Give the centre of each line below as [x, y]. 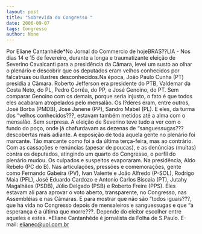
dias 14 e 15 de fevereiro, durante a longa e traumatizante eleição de [91, 58]
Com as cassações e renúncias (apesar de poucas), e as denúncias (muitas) [101, 148]
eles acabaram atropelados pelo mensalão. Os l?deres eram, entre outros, [98, 103]
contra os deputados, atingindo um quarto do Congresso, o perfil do [91, 154]
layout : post [23, 12]
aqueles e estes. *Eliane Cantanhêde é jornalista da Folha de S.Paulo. [93, 218]
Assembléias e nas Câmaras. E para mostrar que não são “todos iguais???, [99, 199]
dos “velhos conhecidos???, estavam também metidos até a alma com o [96, 116]
